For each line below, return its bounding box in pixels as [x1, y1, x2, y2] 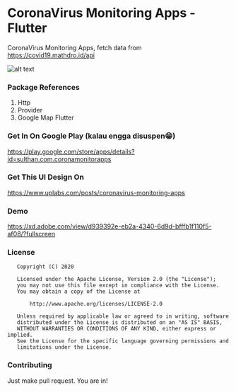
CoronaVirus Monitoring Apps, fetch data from [7, 43, 143, 52]
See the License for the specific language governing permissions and [16, 338, 230, 345]
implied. [7, 331, 33, 339]
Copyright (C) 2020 [16, 263, 74, 270]
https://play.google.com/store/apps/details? [7, 147, 136, 156]
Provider [17, 106, 43, 115]
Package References [7, 82, 80, 92]
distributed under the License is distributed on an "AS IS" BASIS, [16, 319, 223, 326]
